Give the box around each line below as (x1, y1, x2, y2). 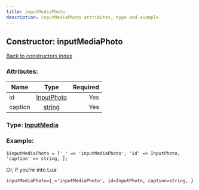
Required (72, 83, 100, 91)
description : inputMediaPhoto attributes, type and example (6, 14, 160, 20)
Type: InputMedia (6, 120, 59, 129)
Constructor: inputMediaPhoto (6, 37, 123, 47)
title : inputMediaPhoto (6, 8, 66, 15)
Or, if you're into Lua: (6, 166, 58, 173)
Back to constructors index (6, 52, 73, 60)
